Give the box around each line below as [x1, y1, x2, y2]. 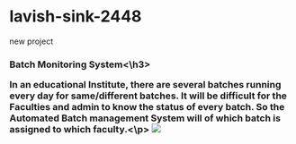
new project [9, 36, 54, 47]
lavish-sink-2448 [9, 6, 142, 27]
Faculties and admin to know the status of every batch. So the [9, 101, 285, 114]
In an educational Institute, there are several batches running [9, 79, 282, 91]
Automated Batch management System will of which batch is [9, 112, 282, 124]
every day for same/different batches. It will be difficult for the [9, 89, 288, 102]
